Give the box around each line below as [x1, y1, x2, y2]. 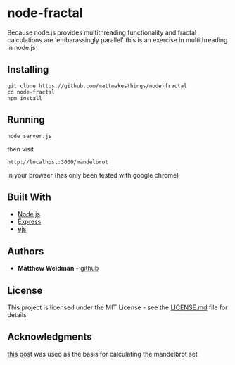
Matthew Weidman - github [17, 264, 99, 273]
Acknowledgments [7, 331, 93, 343]
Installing [7, 63, 49, 75]
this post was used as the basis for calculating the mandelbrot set [7, 349, 198, 358]
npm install [7, 94, 42, 101]
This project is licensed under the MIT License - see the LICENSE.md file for [7, 303, 228, 311]
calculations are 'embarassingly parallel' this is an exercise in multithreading [7, 35, 228, 44]
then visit [7, 144, 34, 153]
